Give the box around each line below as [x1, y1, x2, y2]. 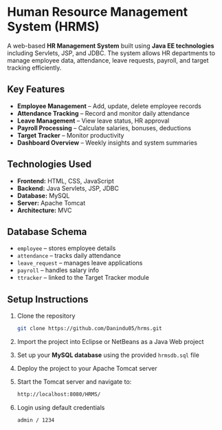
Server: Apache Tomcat [16, 198, 86, 207]
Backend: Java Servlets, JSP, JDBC [16, 184, 119, 192]
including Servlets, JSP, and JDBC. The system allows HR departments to [7, 49, 215, 57]
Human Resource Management [7, 4, 188, 20]
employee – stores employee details [16, 244, 116, 252]
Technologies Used [7, 158, 91, 170]
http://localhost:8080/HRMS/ [16, 391, 101, 398]
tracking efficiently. [7, 63, 62, 72]
